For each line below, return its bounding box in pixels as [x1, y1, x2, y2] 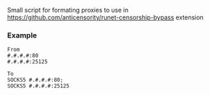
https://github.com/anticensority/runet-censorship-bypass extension [7, 13, 204, 21]
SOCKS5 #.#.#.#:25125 [7, 83, 70, 89]
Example [7, 31, 37, 40]
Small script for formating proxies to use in [7, 6, 129, 14]
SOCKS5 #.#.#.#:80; [7, 76, 64, 84]
